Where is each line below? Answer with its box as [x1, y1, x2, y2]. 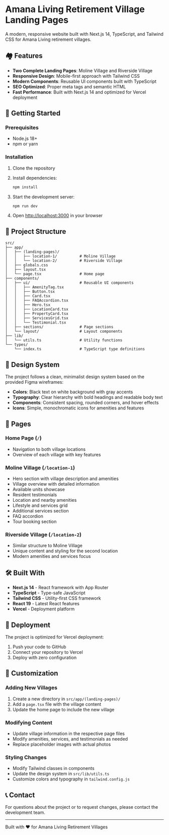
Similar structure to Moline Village [12, 543, 83, 549]
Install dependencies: [12, 175, 57, 181]
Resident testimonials [12, 492, 57, 498]
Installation [5, 153, 34, 161]
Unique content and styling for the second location [12, 548, 118, 554]
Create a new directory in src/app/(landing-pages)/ [12, 696, 121, 702]
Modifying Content [5, 719, 53, 726]
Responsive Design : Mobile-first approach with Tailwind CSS [12, 73, 140, 79]
